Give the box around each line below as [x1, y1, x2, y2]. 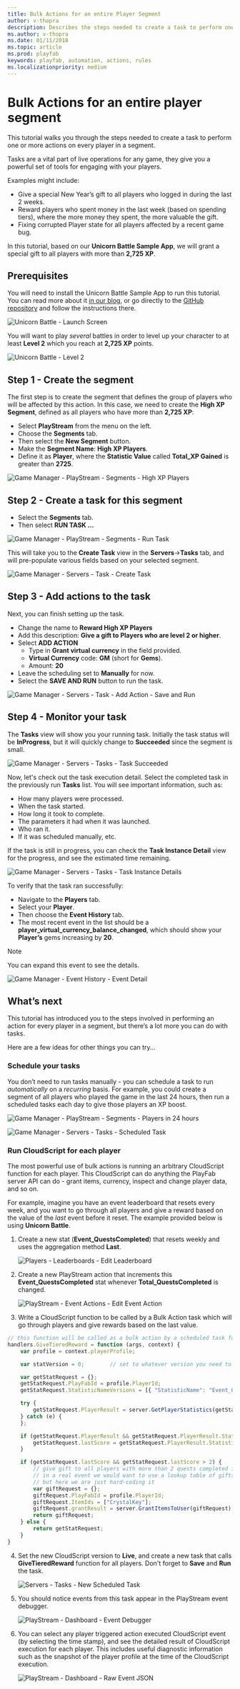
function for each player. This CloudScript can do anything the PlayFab [7, 1169, 216, 1178]
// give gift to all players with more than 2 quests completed [33, 1465, 229, 1473]
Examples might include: [7, 176, 80, 184]
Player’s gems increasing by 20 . [17, 933, 114, 941]
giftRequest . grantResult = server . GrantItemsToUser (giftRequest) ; [33, 1505, 235, 1513]
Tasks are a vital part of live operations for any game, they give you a [7, 154, 211, 163]
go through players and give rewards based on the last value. [17, 1320, 199, 1329]
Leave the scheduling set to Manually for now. [17, 668, 155, 677]
